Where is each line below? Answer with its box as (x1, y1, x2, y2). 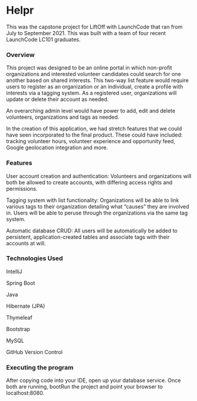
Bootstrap (6, 325, 31, 333)
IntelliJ (6, 268, 23, 275)
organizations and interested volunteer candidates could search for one (6, 71, 181, 78)
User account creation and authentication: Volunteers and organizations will (6, 172, 192, 179)
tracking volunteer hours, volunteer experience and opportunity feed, (6, 138, 176, 145)
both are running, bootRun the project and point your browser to (6, 383, 163, 390)
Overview (6, 50, 35, 59)
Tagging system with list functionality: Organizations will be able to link (6, 197, 179, 204)
